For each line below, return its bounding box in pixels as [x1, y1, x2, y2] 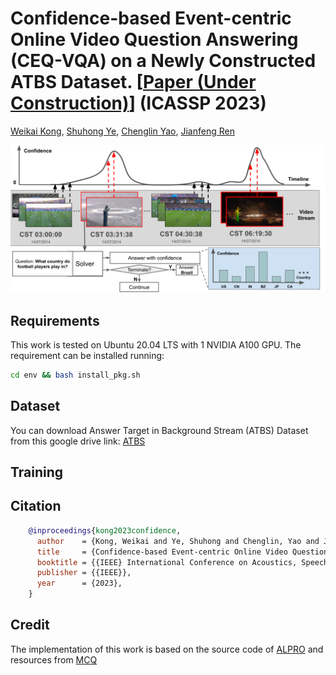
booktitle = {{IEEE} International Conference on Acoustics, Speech [36, 557, 329, 567]
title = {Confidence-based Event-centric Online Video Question [36, 547, 329, 557]
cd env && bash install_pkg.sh [10, 370, 141, 380]
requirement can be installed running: [10, 350, 165, 361]
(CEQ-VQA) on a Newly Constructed [10, 50, 317, 72]
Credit [10, 617, 50, 634]
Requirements [10, 312, 100, 329]
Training [10, 464, 64, 481]
